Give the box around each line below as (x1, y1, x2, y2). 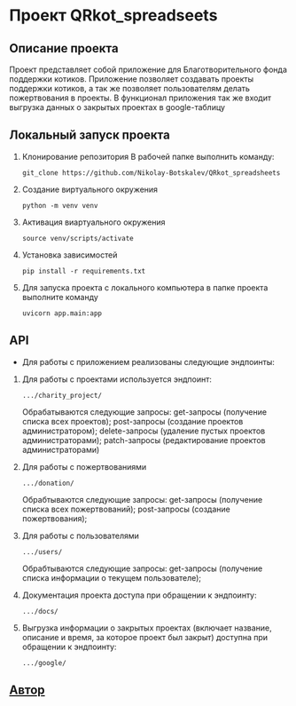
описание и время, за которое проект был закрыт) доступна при (21, 631, 269, 642)
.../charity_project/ (21, 391, 102, 400)
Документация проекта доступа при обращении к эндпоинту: (21, 590, 257, 600)
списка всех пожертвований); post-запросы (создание (21, 504, 230, 514)
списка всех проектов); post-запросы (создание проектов (21, 416, 244, 426)
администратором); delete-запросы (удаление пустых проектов (21, 425, 266, 436)
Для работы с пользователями (21, 530, 140, 541)
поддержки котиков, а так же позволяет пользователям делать (9, 83, 251, 93)
